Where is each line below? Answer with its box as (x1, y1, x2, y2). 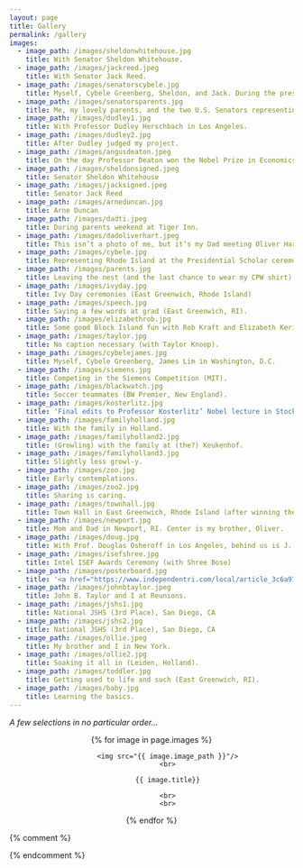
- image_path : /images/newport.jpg (17, 516, 151, 525)
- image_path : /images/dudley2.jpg (17, 131, 151, 140)
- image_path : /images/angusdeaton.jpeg (17, 147, 171, 156)
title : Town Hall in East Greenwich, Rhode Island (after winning (25, 507, 280, 516)
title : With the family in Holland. (25, 424, 164, 433)
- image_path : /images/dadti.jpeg (17, 214, 147, 224)
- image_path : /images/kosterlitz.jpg (17, 398, 164, 408)
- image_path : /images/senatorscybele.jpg (17, 80, 179, 89)
